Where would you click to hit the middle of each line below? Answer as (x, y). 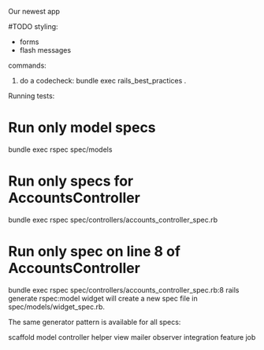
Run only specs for (71, 181)
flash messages (45, 50)
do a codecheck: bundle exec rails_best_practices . (103, 81)
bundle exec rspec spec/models (60, 149)
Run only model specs (82, 128)
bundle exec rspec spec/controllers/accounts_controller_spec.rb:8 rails (124, 289)
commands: (28, 65)
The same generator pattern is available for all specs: (95, 322)
